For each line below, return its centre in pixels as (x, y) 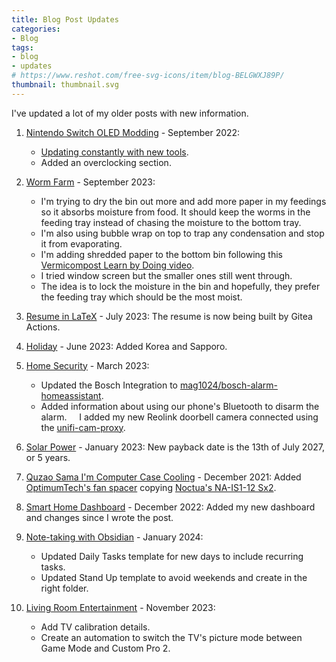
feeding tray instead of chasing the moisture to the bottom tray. (171, 222)
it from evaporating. (81, 243)
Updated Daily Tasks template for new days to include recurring (172, 556)
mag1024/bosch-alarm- (228, 385)
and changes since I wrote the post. (99, 517)
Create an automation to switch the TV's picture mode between (171, 637)
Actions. (43, 327)
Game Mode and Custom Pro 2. (105, 648)
